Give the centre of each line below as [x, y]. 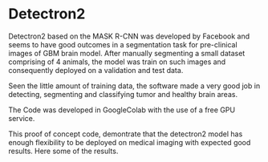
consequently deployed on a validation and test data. [96, 70]
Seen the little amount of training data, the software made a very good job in [134, 86]
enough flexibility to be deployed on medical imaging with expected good [130, 142]
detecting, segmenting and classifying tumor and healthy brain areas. [123, 94]
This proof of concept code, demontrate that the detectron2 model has [126, 134]
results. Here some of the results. [63, 151]
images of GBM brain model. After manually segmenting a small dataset [127, 53]
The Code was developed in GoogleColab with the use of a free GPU [122, 110]
